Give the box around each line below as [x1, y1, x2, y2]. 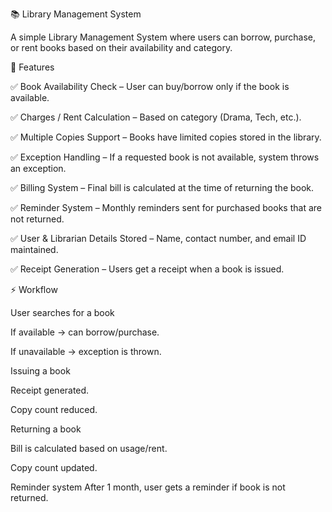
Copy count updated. [10, 462, 98, 473]
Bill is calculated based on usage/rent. [10, 443, 168, 454]
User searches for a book [10, 307, 115, 318]
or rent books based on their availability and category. [10, 42, 233, 53]
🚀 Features [10, 61, 55, 73]
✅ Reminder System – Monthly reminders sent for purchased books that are [10, 202, 322, 213]
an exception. [10, 163, 67, 174]
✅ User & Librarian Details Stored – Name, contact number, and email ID [10, 233, 307, 244]
